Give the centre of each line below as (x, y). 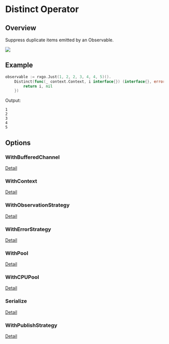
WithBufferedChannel (33, 157)
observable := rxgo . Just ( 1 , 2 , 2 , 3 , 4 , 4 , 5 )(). (58, 77)
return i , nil (38, 86)
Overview (21, 28)
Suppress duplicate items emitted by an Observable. (60, 40)
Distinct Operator (42, 9)
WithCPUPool (22, 277)
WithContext (21, 181)
